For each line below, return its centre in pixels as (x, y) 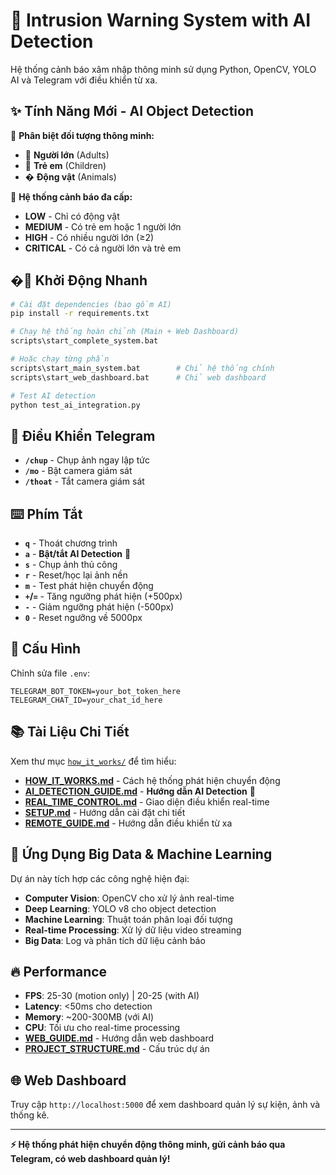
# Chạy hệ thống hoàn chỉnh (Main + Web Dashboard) (125, 332)
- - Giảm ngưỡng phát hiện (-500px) (99, 607)
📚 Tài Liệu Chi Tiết (70, 732)
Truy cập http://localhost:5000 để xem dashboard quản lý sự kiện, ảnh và (165, 1105)
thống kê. (30, 1115)
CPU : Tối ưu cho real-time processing (102, 1028)
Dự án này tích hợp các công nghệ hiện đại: (100, 878)
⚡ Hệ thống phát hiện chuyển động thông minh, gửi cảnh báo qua (148, 1145)
